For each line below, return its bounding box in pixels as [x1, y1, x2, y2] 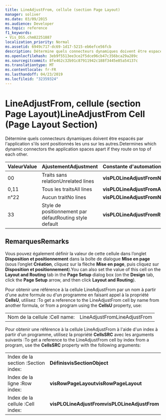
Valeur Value [7, 163, 37, 170]
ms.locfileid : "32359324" [5, 76, 58, 81]
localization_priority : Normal [5, 40, 70, 45]
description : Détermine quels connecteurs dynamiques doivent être [5, 49, 147, 54]
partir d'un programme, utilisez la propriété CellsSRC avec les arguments [5, 331, 154, 338]
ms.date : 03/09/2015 [5, 16, 48, 21]
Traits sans [41, 171, 68, 178]
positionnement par [41, 208, 87, 215]
